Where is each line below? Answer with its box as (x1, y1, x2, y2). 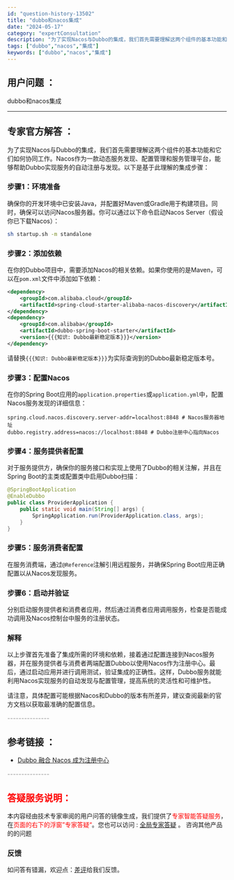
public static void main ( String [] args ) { (19, 506, 145, 513)
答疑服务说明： (7, 792, 72, 804)
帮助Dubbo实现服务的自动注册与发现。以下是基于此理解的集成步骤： (13, 163, 210, 171)
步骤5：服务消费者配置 (7, 543, 84, 552)
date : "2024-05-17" (7, 23, 64, 30)
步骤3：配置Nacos (7, 373, 70, 383)
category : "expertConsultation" (7, 29, 101, 37)
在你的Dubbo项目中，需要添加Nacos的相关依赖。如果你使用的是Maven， (7, 265, 217, 274)
